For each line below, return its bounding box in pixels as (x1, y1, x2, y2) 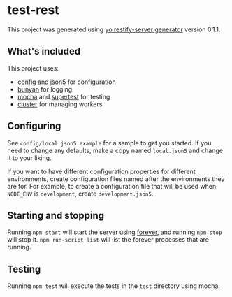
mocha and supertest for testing (17, 92, 110, 101)
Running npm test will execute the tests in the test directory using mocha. (7, 282, 220, 290)
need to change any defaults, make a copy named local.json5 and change (7, 146, 224, 154)
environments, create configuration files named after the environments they (7, 174, 225, 183)
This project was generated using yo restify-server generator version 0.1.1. (7, 25, 221, 34)
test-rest (7, 2, 59, 18)
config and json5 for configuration (17, 78, 117, 86)
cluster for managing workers (17, 100, 103, 108)
